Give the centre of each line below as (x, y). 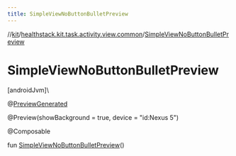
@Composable (29, 131)
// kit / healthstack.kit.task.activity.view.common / (76, 34)
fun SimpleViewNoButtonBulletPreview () (66, 145)
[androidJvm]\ (28, 90)
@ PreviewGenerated (38, 104)
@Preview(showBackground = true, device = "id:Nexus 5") (93, 117)
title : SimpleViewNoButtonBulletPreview (68, 14)
